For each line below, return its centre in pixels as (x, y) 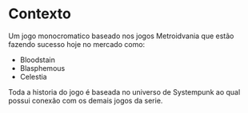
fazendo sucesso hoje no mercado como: (77, 44)
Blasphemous (42, 68)
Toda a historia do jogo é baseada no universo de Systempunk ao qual (124, 92)
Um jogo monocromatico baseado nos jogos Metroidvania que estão (121, 36)
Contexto (40, 14)
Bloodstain (38, 60)
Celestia (33, 76)
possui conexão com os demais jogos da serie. (86, 100)
